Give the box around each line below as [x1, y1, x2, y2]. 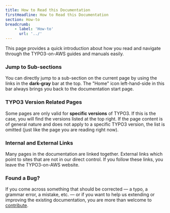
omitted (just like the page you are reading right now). [5, 126, 119, 133]
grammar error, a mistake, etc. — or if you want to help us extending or [5, 192, 155, 198]
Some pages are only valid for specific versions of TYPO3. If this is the [5, 110, 156, 116]
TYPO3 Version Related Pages [5, 99, 82, 106]
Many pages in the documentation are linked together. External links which [5, 151, 163, 157]
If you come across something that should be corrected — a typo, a [5, 186, 148, 192]
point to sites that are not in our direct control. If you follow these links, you [5, 156, 163, 162]
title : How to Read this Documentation [5, 7, 91, 13]
